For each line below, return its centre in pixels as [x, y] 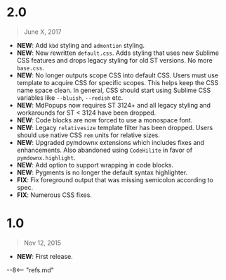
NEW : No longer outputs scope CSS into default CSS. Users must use [118, 75]
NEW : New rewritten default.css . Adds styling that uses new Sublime [118, 53]
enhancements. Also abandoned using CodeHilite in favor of [105, 150]
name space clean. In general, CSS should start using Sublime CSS [114, 90]
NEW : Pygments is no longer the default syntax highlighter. [102, 172]
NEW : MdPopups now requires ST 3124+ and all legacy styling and [114, 105]
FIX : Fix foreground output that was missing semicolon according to [115, 179]
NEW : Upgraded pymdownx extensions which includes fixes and [111, 142]
